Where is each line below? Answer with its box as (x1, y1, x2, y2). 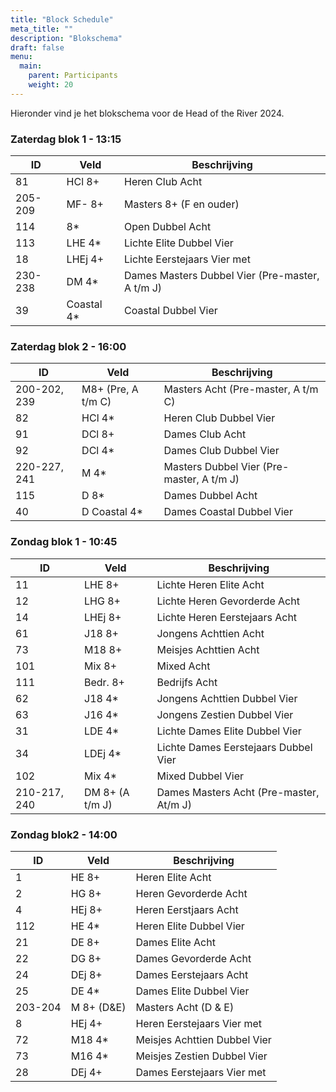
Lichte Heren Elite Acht (156, 577, 265, 591)
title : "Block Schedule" (10, 14, 114, 25)
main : (19, 61, 43, 71)
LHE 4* (66, 236, 102, 250)
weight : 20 (28, 80, 74, 90)
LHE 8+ (84, 577, 120, 591)
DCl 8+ (81, 427, 115, 441)
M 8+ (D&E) (70, 1000, 127, 1014)
